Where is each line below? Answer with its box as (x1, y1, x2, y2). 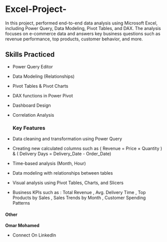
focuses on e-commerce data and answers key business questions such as (5, 30, 161, 36)
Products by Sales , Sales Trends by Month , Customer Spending (12, 195, 146, 201)
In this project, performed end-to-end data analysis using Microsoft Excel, (5, 20, 158, 26)
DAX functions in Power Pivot (12, 92, 73, 98)
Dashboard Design (12, 102, 51, 108)
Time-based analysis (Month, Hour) (12, 161, 86, 167)
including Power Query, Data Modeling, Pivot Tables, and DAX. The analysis (5, 25, 161, 31)
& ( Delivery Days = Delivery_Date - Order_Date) (12, 151, 111, 157)
